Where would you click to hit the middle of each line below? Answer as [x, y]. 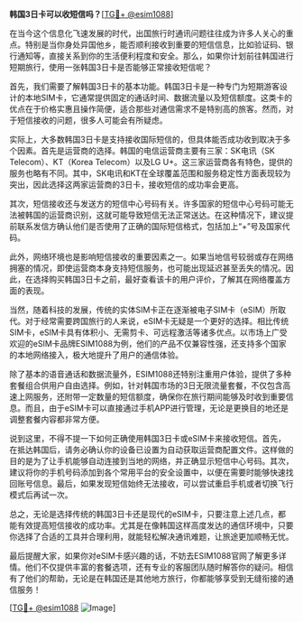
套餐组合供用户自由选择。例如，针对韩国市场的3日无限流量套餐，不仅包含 [146, 385]
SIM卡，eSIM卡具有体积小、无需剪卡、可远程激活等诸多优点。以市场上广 [144, 332]
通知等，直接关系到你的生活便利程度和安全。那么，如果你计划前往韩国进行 [155, 56]
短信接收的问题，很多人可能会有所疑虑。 [92, 120]
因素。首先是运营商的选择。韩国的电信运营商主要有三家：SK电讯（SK [146, 151]
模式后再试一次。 [41, 495]
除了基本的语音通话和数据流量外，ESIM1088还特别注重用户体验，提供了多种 [150, 374]
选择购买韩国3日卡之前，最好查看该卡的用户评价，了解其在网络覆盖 [158, 279]
